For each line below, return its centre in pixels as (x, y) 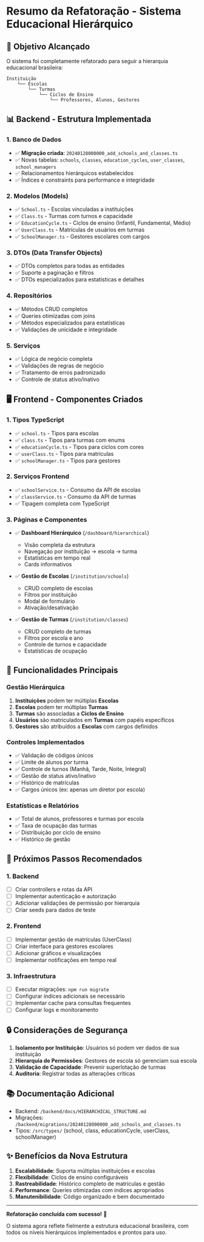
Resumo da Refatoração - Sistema (94, 11)
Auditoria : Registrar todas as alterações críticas (75, 1074)
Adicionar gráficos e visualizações (58, 953)
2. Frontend (24, 926)
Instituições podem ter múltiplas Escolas (67, 701)
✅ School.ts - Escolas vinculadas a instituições (74, 209)
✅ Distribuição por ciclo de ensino (58, 832)
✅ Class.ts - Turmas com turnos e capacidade (74, 216)
